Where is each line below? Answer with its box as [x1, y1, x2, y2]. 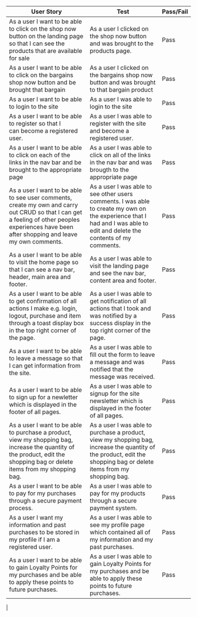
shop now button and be [9, 79, 76, 86]
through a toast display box [9, 319, 84, 327]
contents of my [90, 234, 131, 242]
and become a [90, 127, 130, 134]
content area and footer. [90, 277, 157, 284]
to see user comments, [9, 194, 72, 201]
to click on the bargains [9, 71, 74, 79]
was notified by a [90, 312, 137, 319]
